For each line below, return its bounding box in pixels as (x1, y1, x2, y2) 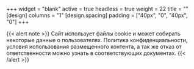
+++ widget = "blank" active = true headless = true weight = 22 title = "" (6, 5, 189, 12)
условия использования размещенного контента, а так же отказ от (6, 43, 182, 50)
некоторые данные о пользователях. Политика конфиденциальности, (6, 37, 188, 43)
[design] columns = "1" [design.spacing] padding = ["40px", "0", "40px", (6, 12, 188, 19)
